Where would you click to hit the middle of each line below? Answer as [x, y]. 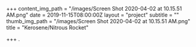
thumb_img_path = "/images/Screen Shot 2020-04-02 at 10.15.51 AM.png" [98, 21]
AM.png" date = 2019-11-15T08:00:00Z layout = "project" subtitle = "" [93, 15]
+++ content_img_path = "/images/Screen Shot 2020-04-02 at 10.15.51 [94, 9]
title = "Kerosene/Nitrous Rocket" [47, 27]
